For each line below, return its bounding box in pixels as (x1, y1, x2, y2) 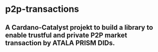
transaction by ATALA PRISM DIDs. (5, 39, 115, 47)
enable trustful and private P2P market (5, 31, 128, 39)
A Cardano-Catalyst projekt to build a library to (5, 23, 153, 32)
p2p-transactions (5, 3, 79, 15)
